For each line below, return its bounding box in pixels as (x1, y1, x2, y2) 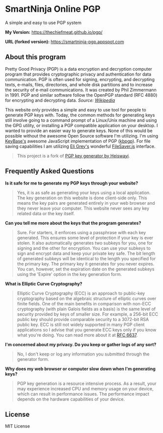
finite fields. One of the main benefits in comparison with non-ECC (17, 300, 151, 306)
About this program (5, 53, 66, 61)
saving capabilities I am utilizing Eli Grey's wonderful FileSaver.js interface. (5, 143, 156, 149)
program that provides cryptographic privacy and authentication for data (5, 71, 152, 77)
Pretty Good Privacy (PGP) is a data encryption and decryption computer (5, 66, 153, 72)
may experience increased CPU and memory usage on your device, (17, 385, 154, 391)
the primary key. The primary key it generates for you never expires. (17, 261, 155, 267)
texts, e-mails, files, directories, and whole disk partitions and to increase (5, 81, 153, 87)
